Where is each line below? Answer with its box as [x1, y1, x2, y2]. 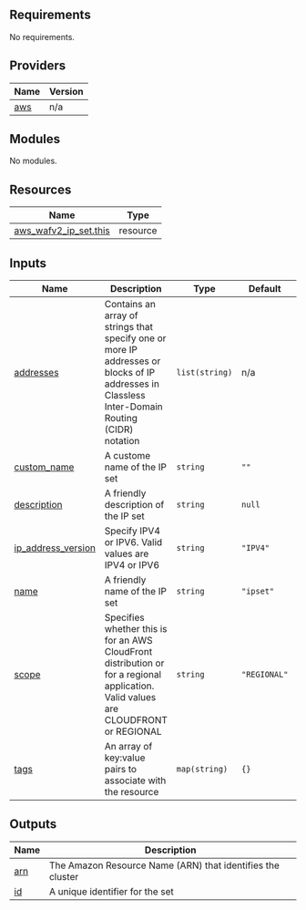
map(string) [176, 764, 229, 774]
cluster [48, 870, 79, 883]
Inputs [9, 255, 47, 271]
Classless [104, 389, 146, 402]
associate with [104, 774, 167, 787]
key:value [104, 751, 146, 764]
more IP [104, 344, 138, 357]
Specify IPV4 [104, 524, 161, 537]
